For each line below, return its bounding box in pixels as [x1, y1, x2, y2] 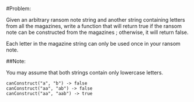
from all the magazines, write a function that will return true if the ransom [6, 23, 182, 29]
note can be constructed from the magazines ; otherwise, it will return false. [6, 29, 189, 36]
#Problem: [6, 5, 31, 12]
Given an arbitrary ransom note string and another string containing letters [6, 16, 185, 23]
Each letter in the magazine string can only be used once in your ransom [6, 40, 181, 47]
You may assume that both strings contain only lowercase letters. [6, 69, 164, 76]
